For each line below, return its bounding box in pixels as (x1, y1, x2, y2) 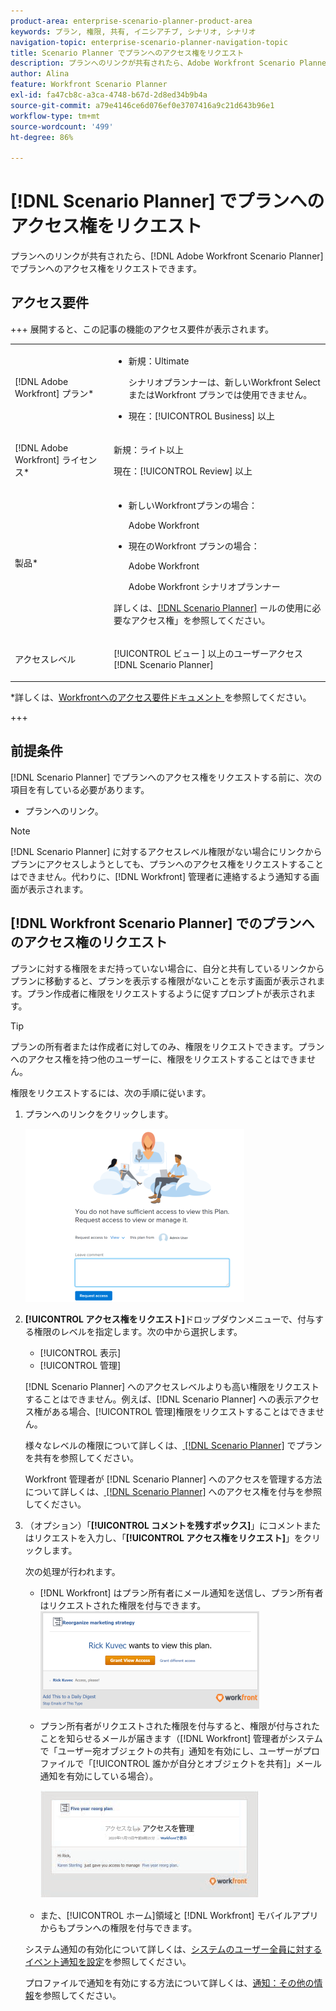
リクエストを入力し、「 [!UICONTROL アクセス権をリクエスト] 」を (33, 1531, 303, 1544)
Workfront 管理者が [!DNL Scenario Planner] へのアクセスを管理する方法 (24, 1473, 323, 1485)
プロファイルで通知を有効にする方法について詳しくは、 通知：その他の (24, 1976, 315, 1989)
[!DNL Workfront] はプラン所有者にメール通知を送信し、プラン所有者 (39, 1586, 324, 1599)
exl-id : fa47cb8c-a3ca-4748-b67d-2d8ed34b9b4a (10, 90, 208, 100)
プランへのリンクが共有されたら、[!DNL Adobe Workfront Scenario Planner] (10, 250, 324, 262)
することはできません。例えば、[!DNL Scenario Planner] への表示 (24, 1393, 294, 1405)
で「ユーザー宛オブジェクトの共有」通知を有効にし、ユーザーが (39, 1745, 303, 1757)
